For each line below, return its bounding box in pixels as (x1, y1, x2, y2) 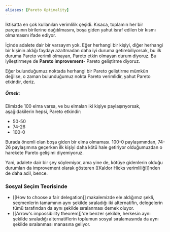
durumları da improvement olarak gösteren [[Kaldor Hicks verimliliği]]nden (5, 165, 160, 171)
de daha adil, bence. (5, 170, 48, 176)
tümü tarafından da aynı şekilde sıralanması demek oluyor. (12, 205, 134, 211)
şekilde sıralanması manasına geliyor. (12, 221, 90, 227)
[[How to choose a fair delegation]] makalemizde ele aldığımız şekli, (12, 194, 155, 200)
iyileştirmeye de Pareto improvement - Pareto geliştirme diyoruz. (5, 58, 141, 64)
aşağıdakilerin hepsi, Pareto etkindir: (5, 108, 82, 114)
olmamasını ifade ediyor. (5, 32, 56, 38)
